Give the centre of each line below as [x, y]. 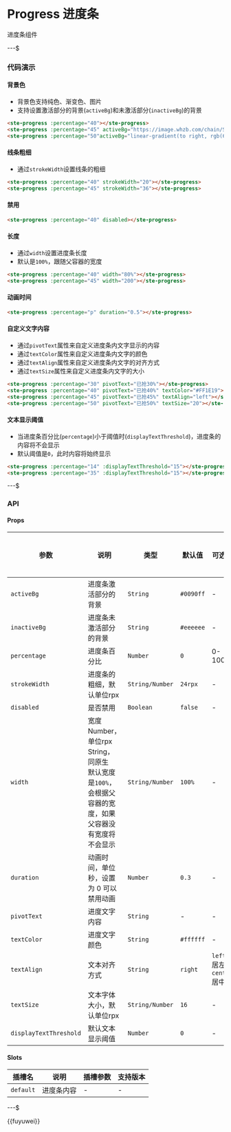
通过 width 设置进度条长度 [52, 252]
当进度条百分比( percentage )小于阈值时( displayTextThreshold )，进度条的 [119, 436]
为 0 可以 [102, 888]
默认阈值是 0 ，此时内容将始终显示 [64, 453]
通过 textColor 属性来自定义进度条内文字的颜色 [82, 353]
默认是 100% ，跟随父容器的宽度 [59, 261]
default [23, 1090]
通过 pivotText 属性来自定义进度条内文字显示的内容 [88, 345]
